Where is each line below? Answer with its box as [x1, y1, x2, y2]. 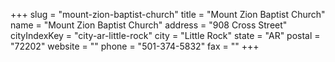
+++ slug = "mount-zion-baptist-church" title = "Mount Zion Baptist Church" [10, 9, 326, 20]
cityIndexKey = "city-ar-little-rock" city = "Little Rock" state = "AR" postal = [10, 30, 321, 41]
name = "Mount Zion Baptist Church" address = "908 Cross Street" [10, 19, 288, 31]
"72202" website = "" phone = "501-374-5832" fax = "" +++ [10, 40, 260, 52]
